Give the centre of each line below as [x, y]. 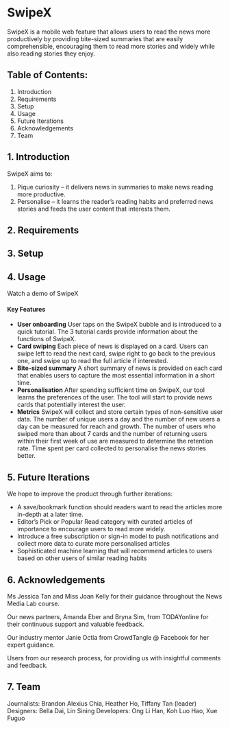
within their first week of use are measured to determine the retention [115, 441]
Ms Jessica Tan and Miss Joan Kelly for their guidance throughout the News [115, 596]
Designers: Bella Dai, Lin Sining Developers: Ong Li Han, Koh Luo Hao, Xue [112, 710]
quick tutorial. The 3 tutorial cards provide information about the [107, 332]
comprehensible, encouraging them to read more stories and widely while [111, 46]
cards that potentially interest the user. [71, 405]
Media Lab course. [34, 603]
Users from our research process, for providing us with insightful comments [114, 658]
